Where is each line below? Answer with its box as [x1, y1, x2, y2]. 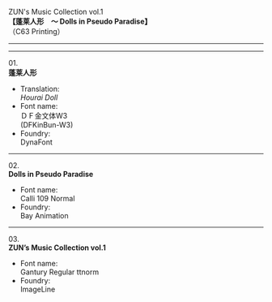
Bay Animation [19, 211, 69, 220]
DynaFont [19, 137, 53, 147]
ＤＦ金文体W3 [19, 111, 68, 120]
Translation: [19, 84, 60, 93]
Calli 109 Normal [19, 194, 75, 203]
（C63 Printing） [8, 27, 65, 36]
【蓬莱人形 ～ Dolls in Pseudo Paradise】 [8, 16, 152, 26]
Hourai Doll [19, 93, 58, 102]
